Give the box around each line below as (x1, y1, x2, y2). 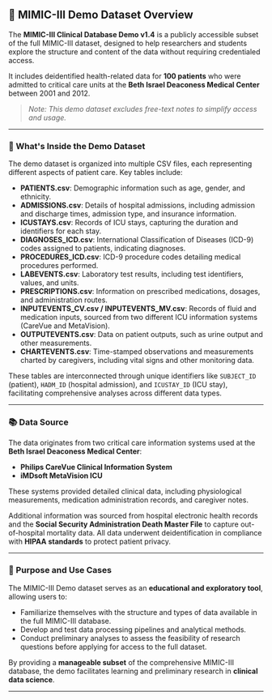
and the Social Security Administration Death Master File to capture (8, 519, 239, 529)
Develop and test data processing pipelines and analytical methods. (19, 625, 247, 634)
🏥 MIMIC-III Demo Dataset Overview (8, 8, 193, 22)
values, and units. (19, 278, 79, 288)
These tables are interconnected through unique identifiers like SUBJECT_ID (8, 371, 257, 381)
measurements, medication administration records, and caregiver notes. (8, 495, 249, 505)
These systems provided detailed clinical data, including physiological (8, 487, 242, 497)
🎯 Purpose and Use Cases (8, 565, 112, 576)
